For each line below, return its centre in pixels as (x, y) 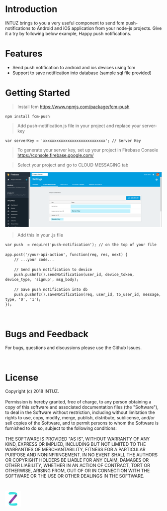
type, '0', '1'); (23, 300)
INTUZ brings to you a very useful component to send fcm (65, 23)
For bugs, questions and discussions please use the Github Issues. (74, 348)
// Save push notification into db (51, 290)
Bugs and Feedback (47, 334)
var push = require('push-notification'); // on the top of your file (81, 245)
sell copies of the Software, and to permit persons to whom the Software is (82, 423)
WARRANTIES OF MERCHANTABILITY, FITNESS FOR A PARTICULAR (75, 450)
